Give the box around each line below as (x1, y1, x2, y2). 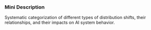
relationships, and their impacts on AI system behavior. (4, 20, 115, 25)
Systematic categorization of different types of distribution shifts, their (4, 15, 146, 20)
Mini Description (4, 4, 45, 10)
